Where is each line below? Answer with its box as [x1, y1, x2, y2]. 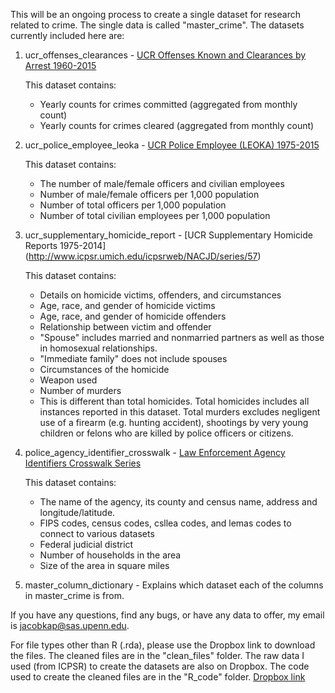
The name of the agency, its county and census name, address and [39, 496, 318, 508]
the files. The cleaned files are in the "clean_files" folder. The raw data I [10, 650, 305, 661]
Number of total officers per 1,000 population [39, 199, 227, 211]
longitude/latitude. [39, 507, 116, 518]
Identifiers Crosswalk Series [24, 457, 142, 469]
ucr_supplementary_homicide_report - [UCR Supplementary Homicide [24, 229, 313, 241]
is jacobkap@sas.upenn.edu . [10, 620, 130, 631]
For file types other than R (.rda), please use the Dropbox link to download [10, 639, 316, 651]
